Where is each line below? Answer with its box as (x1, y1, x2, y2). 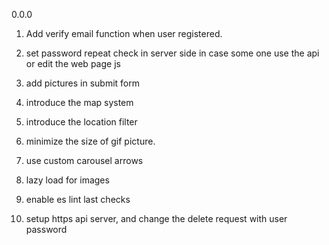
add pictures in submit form (25, 77, 141, 89)
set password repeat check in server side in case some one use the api (25, 47, 320, 59)
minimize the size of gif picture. (25, 135, 156, 147)
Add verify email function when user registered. (25, 28, 223, 39)
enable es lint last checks (25, 194, 131, 205)
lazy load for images (25, 174, 110, 186)
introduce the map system (25, 97, 134, 108)
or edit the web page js (25, 58, 121, 69)
